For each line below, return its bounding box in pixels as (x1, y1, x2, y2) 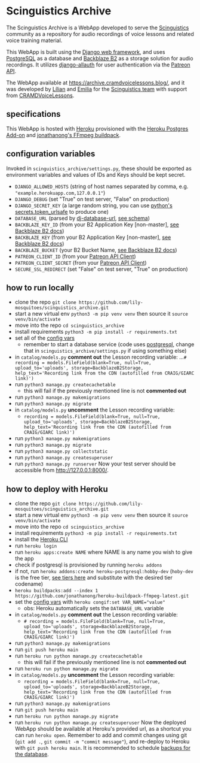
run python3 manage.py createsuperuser (14, 454, 113, 461)
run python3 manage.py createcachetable (14, 381, 116, 388)
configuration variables (6, 149, 96, 159)
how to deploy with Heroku (6, 484, 109, 494)
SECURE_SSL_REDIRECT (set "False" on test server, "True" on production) (14, 265, 188, 272)
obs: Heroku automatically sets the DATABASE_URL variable (23, 605, 164, 612)
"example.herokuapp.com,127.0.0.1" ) (14, 189, 106, 196)
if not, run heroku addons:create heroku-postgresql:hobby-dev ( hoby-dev (14, 568, 194, 575)
